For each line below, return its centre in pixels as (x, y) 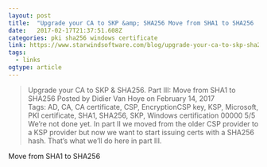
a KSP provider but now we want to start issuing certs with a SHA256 (141, 132)
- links (28, 60)
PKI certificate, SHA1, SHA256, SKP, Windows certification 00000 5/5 (141, 115)
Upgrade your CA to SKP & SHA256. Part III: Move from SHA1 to (132, 90)
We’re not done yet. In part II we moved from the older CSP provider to (143, 123)
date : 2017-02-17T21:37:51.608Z (66, 30)
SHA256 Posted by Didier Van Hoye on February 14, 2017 (121, 98)
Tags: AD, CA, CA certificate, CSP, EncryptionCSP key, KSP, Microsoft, (143, 107)
